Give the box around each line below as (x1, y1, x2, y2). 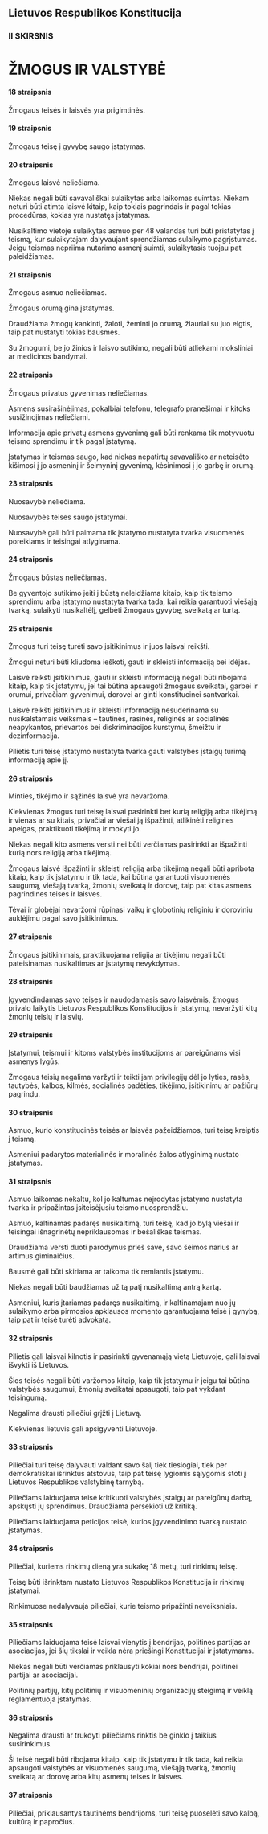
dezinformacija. (8, 731, 60, 741)
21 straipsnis (8, 269, 52, 280)
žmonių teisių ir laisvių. (8, 1011, 84, 1021)
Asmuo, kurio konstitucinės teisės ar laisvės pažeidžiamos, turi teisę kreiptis (8, 1126, 260, 1135)
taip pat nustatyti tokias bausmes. (8, 327, 120, 337)
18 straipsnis (8, 88, 52, 97)
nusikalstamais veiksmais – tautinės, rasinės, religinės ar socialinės (8, 714, 229, 724)
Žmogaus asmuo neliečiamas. (8, 288, 107, 297)
